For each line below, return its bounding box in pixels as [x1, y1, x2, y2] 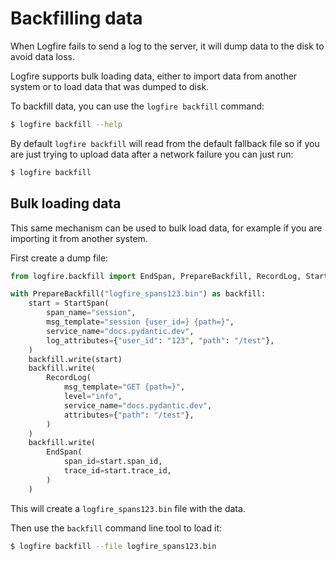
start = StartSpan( [28, 298, 110, 309]
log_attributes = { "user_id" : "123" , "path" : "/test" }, [46, 335, 275, 346]
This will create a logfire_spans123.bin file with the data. [10, 502, 246, 514]
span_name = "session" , [46, 308, 137, 318]
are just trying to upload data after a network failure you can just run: [10, 148, 294, 160]
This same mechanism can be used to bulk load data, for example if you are [10, 222, 323, 234]
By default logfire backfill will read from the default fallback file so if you [10, 137, 320, 149]
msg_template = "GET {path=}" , [63, 382, 186, 392]
